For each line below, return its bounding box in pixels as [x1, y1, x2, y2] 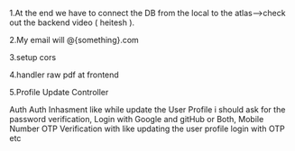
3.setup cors [9, 52, 57, 62]
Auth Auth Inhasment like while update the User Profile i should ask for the [9, 104, 286, 115]
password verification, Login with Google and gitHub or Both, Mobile [9, 114, 264, 124]
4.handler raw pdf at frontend [9, 69, 119, 80]
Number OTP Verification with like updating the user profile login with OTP [9, 123, 286, 134]
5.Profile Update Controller [9, 87, 109, 97]
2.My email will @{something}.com [9, 35, 140, 45]
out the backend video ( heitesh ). [9, 17, 135, 28]
